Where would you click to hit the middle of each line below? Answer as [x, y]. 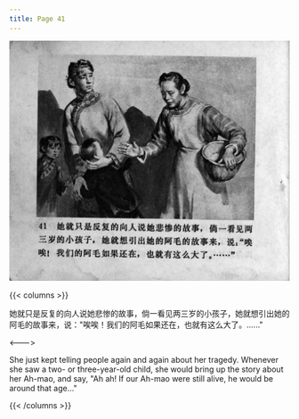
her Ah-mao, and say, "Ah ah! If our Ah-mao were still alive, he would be [141, 378]
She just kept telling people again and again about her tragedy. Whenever [144, 359]
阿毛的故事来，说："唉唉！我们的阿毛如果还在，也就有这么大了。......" [137, 325]
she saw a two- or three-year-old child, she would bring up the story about [146, 369]
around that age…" [43, 388]
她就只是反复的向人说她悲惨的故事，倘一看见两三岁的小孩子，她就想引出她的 [149, 313]
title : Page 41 [37, 19]
